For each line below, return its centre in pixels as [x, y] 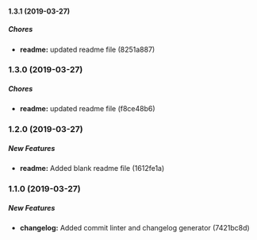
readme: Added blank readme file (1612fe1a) [92, 168]
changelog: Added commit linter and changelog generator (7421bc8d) [134, 228]
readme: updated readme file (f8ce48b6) [88, 109]
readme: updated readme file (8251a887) [87, 49]
